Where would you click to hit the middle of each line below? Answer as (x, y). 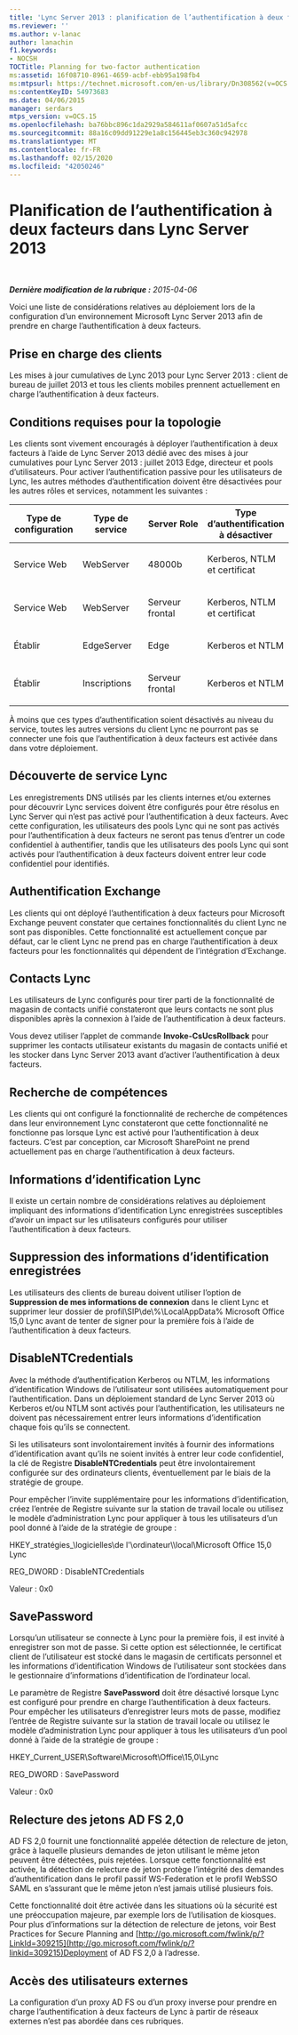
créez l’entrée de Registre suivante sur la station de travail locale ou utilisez (146, 1509)
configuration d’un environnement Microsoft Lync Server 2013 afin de (136, 316)
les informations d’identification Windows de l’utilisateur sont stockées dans (148, 1666)
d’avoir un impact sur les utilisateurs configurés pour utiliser (118, 1220)
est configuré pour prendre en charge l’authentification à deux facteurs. (140, 1703)
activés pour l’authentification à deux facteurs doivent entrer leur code (138, 853)
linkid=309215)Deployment (59, 1953)
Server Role (173, 524)
